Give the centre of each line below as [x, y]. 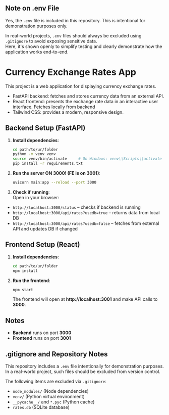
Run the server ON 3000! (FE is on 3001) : [57, 173]
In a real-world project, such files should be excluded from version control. [83, 372]
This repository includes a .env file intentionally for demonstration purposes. [84, 366]
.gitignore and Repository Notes [57, 354]
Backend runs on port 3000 [42, 333]
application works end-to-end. [37, 52]
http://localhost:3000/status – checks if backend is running [77, 207]
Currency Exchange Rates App [71, 72]
